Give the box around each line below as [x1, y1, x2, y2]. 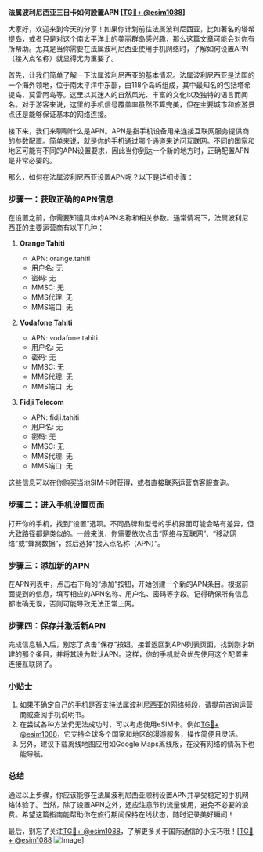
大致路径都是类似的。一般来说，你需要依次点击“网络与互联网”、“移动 [8, 529, 230, 538]
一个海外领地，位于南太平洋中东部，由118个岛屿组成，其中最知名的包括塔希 [8, 80, 252, 89]
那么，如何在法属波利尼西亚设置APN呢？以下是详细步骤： [8, 173, 194, 181]
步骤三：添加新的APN [8, 560, 90, 571]
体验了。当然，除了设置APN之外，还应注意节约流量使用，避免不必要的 [14, 799, 243, 809]
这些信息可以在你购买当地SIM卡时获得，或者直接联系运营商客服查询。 [8, 478, 233, 487]
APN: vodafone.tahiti [31, 333, 98, 343]
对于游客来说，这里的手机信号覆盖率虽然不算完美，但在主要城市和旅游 [21, 100, 248, 109]
